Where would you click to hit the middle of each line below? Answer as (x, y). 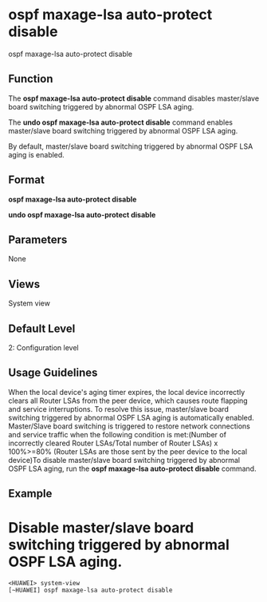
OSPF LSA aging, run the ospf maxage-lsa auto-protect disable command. (132, 468)
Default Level (42, 328)
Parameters (38, 239)
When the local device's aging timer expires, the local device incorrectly (127, 392)
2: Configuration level (43, 348)
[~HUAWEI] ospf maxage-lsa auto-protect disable (90, 590)
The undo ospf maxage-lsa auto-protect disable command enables (121, 122)
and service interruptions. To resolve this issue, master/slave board (119, 409)
